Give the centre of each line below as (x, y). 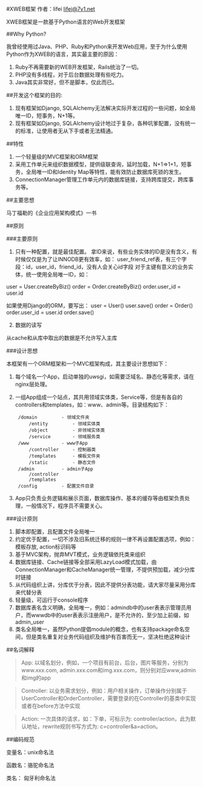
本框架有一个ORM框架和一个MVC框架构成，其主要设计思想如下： (88, 364)
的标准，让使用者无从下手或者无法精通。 (65, 131)
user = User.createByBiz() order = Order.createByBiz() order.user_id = (94, 287)
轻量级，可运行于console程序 (52, 600)
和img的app (36, 678)
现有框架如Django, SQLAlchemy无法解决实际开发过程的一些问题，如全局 (105, 108)
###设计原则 (22, 519)
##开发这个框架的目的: (34, 95)
